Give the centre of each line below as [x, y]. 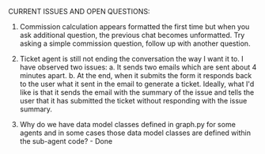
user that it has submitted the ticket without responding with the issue [133, 101]
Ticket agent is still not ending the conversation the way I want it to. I [131, 59]
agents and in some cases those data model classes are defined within [135, 133]
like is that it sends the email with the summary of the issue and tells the [137, 92]
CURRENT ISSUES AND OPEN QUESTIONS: [79, 11]
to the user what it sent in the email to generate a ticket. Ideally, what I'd [137, 84]
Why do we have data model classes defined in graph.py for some [127, 124]
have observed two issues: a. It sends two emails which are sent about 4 [138, 67]
